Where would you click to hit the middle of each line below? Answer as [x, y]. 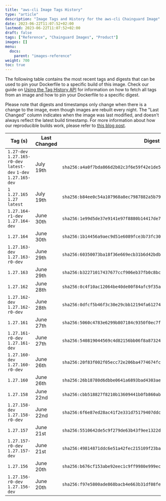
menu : [11, 47]
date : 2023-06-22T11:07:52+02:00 [40, 24]
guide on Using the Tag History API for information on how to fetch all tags [81, 90]
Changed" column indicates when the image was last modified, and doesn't [82, 115]
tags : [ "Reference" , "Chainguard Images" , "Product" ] [62, 38]
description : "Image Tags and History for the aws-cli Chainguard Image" [83, 19]
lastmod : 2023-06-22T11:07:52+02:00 [43, 28]
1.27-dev [18, 152]
